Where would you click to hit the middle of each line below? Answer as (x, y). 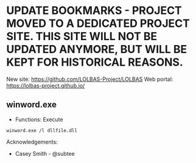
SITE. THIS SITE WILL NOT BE (82, 36)
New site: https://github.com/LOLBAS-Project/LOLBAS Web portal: (90, 79)
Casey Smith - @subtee (45, 153)
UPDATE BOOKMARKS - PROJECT (94, 11)
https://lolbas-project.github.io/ (46, 85)
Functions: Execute (39, 119)
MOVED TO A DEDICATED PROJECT (98, 23)
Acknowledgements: (32, 142)
